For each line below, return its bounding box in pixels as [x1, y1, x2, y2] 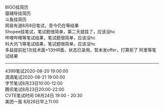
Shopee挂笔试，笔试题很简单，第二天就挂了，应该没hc [5, 29, 116, 34]
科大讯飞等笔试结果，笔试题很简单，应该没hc [5, 41, 96, 46]
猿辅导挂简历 [5, 10, 31, 16]
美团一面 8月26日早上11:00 [5, 99, 59, 104]
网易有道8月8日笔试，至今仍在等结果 [5, 22, 79, 28]
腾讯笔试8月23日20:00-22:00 [5, 87, 64, 92]
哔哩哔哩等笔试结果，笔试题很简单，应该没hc [5, 35, 96, 41]
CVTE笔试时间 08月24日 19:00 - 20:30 [5, 92, 83, 98]
